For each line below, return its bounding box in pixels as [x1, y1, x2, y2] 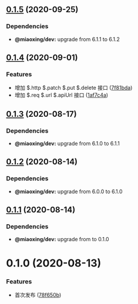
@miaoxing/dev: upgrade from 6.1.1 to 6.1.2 [14, 35, 120, 43]
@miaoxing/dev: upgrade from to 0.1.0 [14, 236, 110, 243]
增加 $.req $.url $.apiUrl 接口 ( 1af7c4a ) [14, 92, 109, 99]
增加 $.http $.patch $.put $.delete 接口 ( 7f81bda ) [14, 85, 133, 92]
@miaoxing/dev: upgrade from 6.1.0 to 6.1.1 [14, 140, 120, 147]
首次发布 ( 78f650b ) [14, 291, 62, 298]
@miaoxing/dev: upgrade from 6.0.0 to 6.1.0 [14, 188, 123, 195]
